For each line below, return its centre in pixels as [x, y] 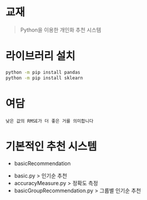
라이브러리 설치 [40, 56]
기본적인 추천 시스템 [51, 146]
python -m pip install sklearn [44, 78]
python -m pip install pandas [43, 72]
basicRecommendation [42, 163]
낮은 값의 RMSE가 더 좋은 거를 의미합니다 [49, 121]
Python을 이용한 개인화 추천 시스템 [61, 30]
